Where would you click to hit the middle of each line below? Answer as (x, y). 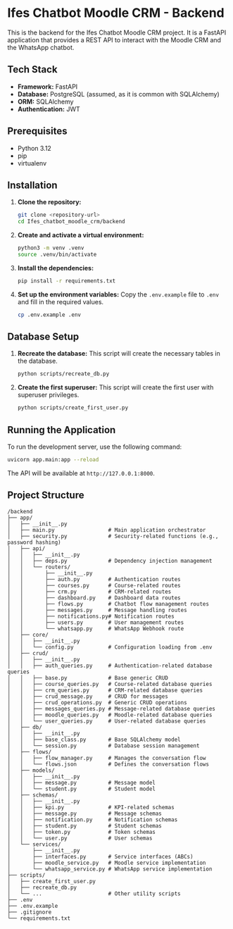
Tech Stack (32, 69)
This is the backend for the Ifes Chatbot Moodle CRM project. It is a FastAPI (117, 32)
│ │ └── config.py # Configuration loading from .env (110, 647)
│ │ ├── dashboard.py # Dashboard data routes (94, 598)
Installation (32, 185)
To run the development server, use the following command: (95, 447)
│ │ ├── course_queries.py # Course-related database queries (110, 684)
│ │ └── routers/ (39, 567)
